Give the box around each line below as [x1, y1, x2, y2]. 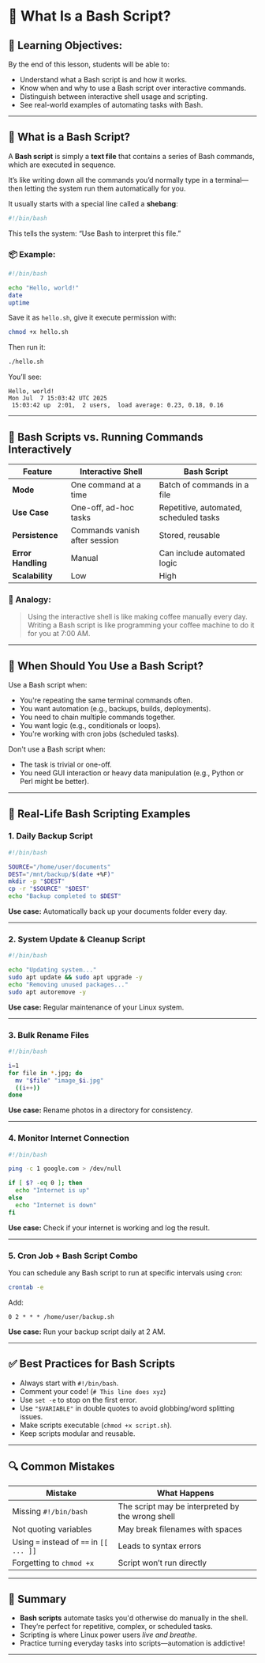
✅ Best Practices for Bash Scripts [8, 1357, 176, 1371]
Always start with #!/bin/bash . [19, 1378, 119, 1388]
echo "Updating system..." [8, 966, 97, 974]
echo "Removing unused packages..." [8, 981, 129, 989]
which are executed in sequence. [8, 160, 116, 169]
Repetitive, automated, [159, 502, 243, 513]
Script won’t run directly [118, 1557, 207, 1568]
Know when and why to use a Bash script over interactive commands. [19, 83, 247, 93]
